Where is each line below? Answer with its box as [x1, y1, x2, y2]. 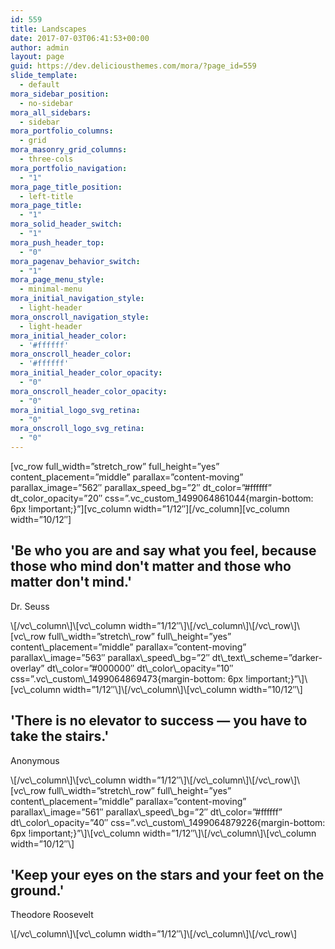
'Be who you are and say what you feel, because [10, 542, 317, 560]
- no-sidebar [19, 98, 74, 108]
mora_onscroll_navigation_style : [10, 312, 150, 322]
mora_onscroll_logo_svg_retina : [10, 424, 145, 434]
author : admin [10, 42, 70, 53]
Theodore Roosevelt [10, 909, 94, 921]
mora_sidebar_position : [10, 89, 110, 99]
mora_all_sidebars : [10, 107, 92, 118]
